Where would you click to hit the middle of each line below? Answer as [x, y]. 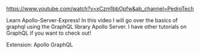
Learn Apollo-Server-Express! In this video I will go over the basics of [92, 20]
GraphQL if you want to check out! [49, 33]
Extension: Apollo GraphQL [40, 45]
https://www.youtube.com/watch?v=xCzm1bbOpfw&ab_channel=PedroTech [100, 9]
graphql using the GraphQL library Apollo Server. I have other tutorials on [97, 27]
